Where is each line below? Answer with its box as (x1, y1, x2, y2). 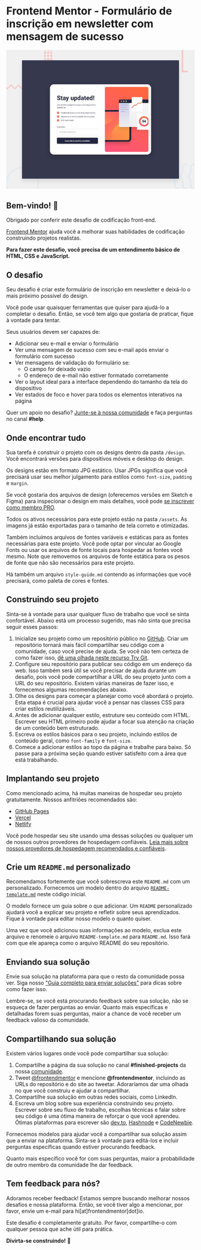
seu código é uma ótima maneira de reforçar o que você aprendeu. (14, 1112, 181, 1120)
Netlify (14, 820, 32, 827)
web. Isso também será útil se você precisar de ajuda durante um (14, 667, 176, 674)
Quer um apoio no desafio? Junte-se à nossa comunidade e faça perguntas (6, 409, 193, 416)
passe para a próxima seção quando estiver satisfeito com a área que (14, 750, 187, 757)
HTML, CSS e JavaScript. (6, 252, 71, 259)
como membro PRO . (6, 503, 56, 511)
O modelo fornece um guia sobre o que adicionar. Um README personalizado (6, 902, 193, 909)
